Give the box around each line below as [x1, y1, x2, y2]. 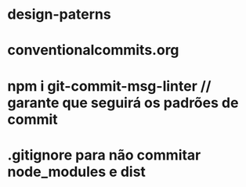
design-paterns [7, 5, 111, 23]
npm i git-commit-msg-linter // [7, 77, 212, 95]
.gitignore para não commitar [7, 146, 201, 164]
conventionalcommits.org [7, 41, 179, 59]
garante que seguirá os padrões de [7, 94, 239, 111]
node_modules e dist [7, 163, 147, 181]
